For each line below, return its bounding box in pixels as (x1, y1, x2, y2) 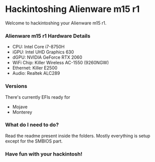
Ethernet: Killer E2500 (12, 65, 58, 71)
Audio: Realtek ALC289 (12, 70, 61, 76)
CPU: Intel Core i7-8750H (12, 44, 65, 50)
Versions (5, 83, 27, 90)
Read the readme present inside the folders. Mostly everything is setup (5, 133, 151, 139)
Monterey (12, 109, 32, 115)
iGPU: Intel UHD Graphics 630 (12, 49, 75, 55)
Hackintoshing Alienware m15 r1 (5, 3, 140, 15)
